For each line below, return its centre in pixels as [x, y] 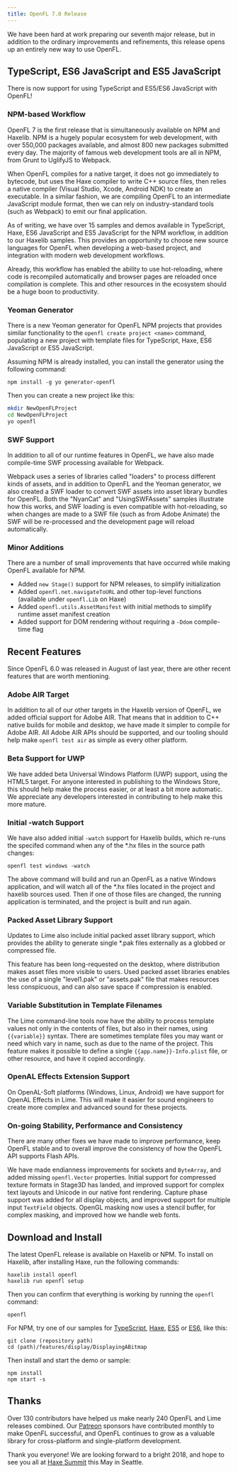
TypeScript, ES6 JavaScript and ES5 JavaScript [114, 72]
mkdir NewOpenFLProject [42, 408]
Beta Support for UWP [46, 758]
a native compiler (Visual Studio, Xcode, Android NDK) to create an [105, 189]
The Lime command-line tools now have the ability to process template [111, 1021]
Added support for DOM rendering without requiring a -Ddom [105, 622]
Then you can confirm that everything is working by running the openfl [111, 1294]
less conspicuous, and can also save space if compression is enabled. [110, 987]
